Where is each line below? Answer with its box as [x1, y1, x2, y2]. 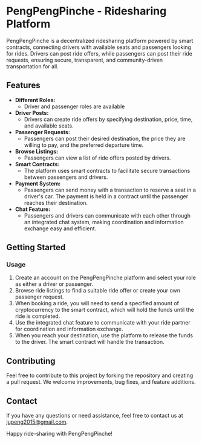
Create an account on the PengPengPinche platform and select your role [15, 274, 197, 282]
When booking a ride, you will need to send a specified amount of [15, 300, 180, 307]
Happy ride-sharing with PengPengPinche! [6, 430, 113, 438]
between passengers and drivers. [24, 173, 108, 181]
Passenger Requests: [15, 128, 71, 135]
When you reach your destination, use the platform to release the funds [15, 332, 194, 339]
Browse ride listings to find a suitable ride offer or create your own [15, 287, 180, 294]
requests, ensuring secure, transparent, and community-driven [6, 56, 163, 63]
